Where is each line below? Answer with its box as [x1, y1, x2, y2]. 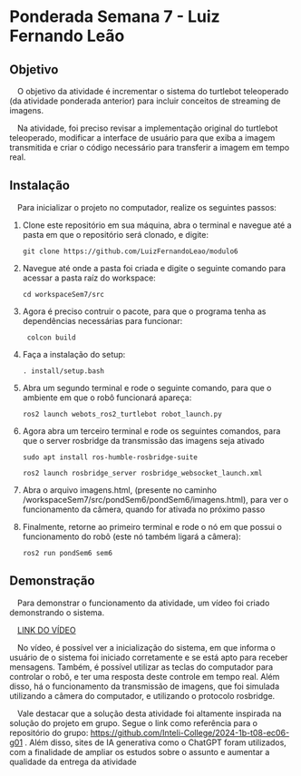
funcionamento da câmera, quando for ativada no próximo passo [22, 504, 266, 515]
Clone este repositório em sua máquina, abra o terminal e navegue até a [22, 220, 292, 231]
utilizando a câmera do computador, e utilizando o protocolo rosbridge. [9, 690, 276, 701]
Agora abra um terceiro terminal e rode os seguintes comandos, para [22, 425, 281, 437]
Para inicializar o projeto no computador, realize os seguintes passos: [17, 201, 277, 212]
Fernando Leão [9, 25, 125, 46]
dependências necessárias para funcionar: [22, 315, 183, 326]
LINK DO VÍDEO [17, 624, 76, 635]
